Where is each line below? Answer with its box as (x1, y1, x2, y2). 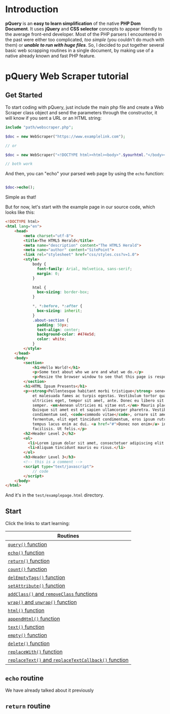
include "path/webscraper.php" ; (5, 124, 73, 130)
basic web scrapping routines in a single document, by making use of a (5, 47, 154, 53)
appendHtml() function (8, 615, 60, 623)
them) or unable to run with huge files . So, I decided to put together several (5, 42, 164, 48)
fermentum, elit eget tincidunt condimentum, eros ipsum (32, 417, 155, 422)
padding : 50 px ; (37, 322, 69, 328)
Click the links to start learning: (5, 521, 70, 527)
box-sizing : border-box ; (37, 289, 90, 295)
